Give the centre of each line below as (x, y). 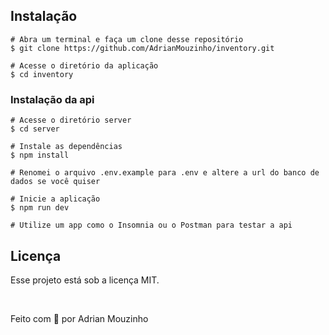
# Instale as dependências (66, 147)
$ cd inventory (42, 74)
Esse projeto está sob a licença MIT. (85, 280)
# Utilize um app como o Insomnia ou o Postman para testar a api (151, 225)
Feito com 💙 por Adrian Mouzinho (79, 318)
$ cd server (35, 129)
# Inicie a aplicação (55, 199)
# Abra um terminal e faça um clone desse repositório (127, 39)
